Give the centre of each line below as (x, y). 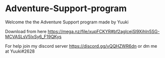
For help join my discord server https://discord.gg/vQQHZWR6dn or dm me (81, 46)
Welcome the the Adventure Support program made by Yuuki (67, 22)
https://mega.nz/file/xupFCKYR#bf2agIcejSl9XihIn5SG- (104, 31)
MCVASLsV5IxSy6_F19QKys (33, 37)
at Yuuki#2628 (20, 51)
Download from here (26, 31)
